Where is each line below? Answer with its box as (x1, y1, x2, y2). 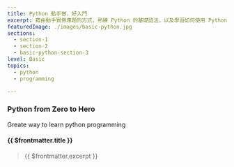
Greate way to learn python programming (7, 120, 126, 129)
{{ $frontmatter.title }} (7, 136, 73, 145)
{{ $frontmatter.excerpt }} (24, 152, 98, 160)
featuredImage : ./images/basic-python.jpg (7, 23, 132, 30)
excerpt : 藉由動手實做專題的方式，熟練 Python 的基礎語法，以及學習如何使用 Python (7, 17, 228, 24)
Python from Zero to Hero (7, 104, 95, 114)
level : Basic (7, 56, 45, 63)
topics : (7, 62, 30, 69)
